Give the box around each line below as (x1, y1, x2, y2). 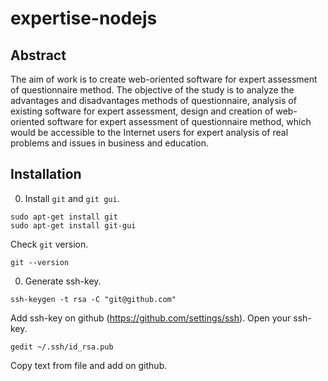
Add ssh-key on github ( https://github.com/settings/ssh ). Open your (10, 312, 292, 324)
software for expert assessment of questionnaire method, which (46, 116, 312, 127)
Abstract (10, 47, 67, 64)
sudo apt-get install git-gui (10, 220, 137, 231)
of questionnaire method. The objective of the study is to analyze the (10, 84, 295, 96)
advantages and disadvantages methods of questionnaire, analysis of (10, 95, 297, 106)
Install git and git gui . (24, 192, 120, 204)
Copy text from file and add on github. (10, 359, 168, 371)
